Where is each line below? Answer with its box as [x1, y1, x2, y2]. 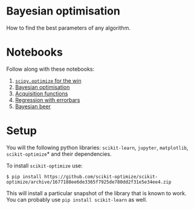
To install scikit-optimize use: [6, 162, 83, 169]
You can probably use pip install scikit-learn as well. [6, 196, 147, 203]
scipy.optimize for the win [15, 77, 82, 84]
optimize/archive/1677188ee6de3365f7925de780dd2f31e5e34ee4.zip [6, 179, 172, 185]
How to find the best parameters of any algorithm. [6, 24, 131, 31]
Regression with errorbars [15, 96, 80, 103]
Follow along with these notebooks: [6, 65, 95, 72]
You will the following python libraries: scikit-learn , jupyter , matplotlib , [6, 144, 189, 151]
